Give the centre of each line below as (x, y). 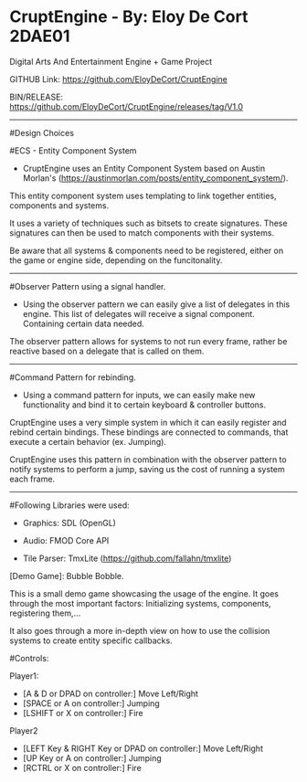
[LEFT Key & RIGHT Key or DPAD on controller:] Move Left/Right (143, 748)
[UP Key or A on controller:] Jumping (92, 758)
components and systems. (59, 205)
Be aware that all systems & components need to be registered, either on (147, 250)
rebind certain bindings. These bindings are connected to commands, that (149, 432)
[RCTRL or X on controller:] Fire (82, 767)
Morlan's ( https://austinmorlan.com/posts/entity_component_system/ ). (155, 178)
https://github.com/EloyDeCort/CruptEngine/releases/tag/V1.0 (127, 106)
